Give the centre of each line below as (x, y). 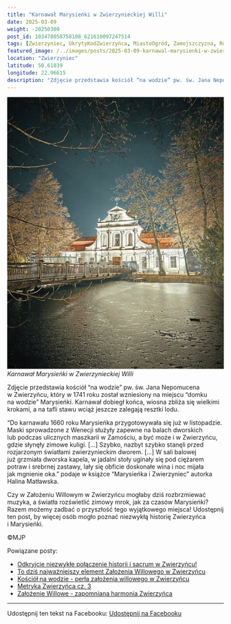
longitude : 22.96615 (37, 72)
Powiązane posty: (32, 550)
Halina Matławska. (33, 481)
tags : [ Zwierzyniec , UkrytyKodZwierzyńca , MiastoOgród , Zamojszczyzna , (112, 44)
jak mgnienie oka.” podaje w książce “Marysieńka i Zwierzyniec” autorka (110, 474)
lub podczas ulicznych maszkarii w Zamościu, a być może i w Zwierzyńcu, (112, 437)
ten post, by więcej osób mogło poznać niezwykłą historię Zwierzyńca (107, 516)
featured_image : (30, 51)
